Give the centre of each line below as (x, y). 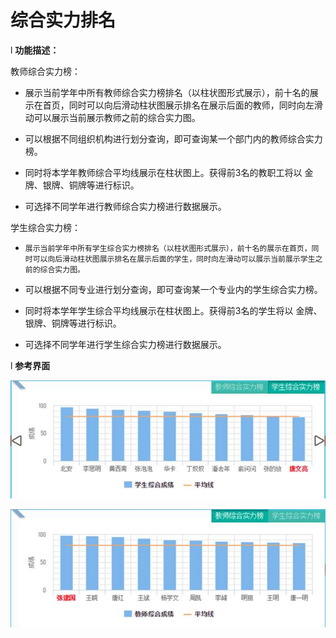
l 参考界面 (30, 365)
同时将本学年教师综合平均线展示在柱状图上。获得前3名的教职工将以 (163, 172)
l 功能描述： (35, 50)
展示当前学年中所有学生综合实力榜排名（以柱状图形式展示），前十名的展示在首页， (168, 248)
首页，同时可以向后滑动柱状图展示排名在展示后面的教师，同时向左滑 (182, 105)
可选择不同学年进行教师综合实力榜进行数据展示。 (125, 206)
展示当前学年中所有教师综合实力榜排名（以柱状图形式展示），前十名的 (167, 92)
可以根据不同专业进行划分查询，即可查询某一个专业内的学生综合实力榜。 (173, 289)
